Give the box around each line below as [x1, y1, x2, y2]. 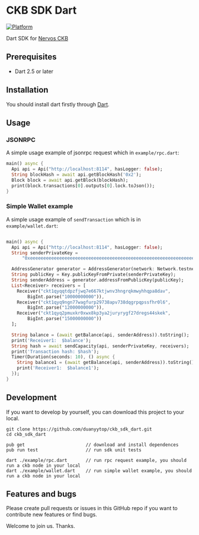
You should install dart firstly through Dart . [6, 100, 110, 107]
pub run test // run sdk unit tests [6, 447, 142, 453]
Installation [6, 85, 49, 95]
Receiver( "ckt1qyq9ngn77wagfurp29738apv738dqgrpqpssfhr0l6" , [17, 299, 171, 305]
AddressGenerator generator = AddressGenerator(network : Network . [11, 266, 179, 272]
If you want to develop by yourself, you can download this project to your [6, 408, 185, 416]
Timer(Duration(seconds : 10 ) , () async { [11, 354, 115, 360]
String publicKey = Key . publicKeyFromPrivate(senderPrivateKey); [11, 271, 176, 278]
